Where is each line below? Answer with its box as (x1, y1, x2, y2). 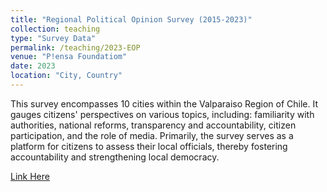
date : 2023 (10, 61, 56, 71)
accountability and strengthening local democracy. (10, 151, 220, 163)
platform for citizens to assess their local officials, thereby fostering (10, 140, 288, 152)
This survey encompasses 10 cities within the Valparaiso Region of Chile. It (10, 97, 319, 110)
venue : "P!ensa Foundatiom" (10, 52, 128, 62)
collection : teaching (10, 24, 101, 34)
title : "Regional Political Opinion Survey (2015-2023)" (10, 14, 253, 25)
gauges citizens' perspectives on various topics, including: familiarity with (10, 108, 315, 120)
